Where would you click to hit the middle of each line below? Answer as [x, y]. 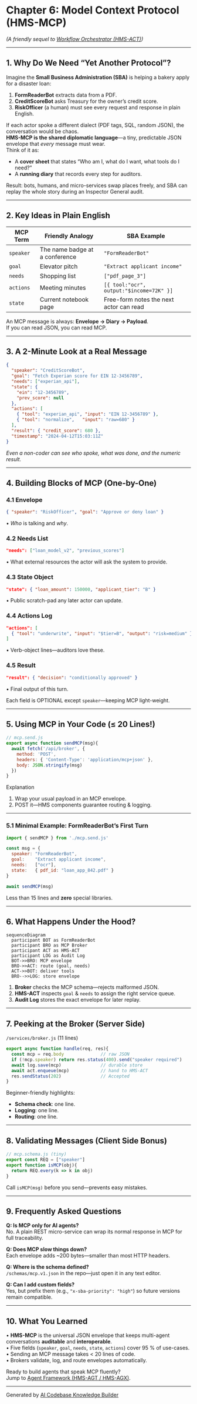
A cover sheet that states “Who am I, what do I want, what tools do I [97, 161]
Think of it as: [23, 150]
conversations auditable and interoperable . [59, 1342]
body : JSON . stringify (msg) [50, 765]
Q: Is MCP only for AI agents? [43, 1225]
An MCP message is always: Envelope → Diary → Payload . [77, 321]
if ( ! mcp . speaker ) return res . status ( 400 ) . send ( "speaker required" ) [97, 1059]
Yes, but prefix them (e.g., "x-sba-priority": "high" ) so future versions [93, 1291]
